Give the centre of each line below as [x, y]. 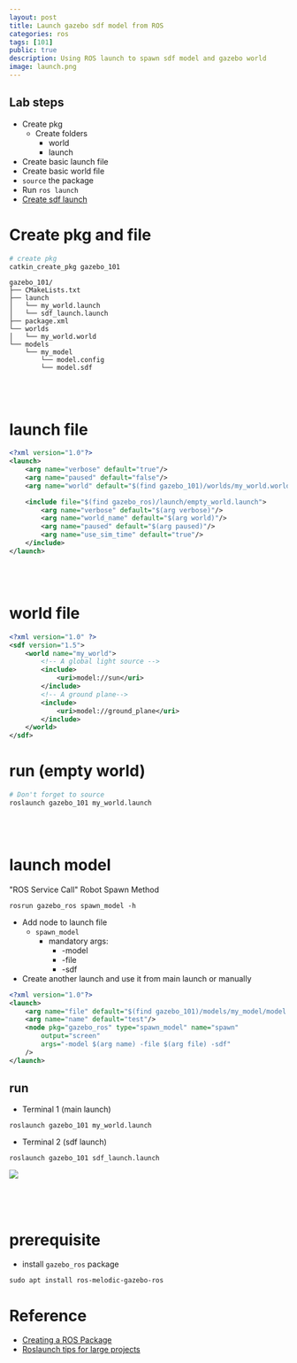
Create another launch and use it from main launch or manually [137, 978]
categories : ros [39, 34]
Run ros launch [50, 189]
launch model [60, 865]
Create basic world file [63, 171]
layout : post [33, 17]
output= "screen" [71, 1036]
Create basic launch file [65, 161]
